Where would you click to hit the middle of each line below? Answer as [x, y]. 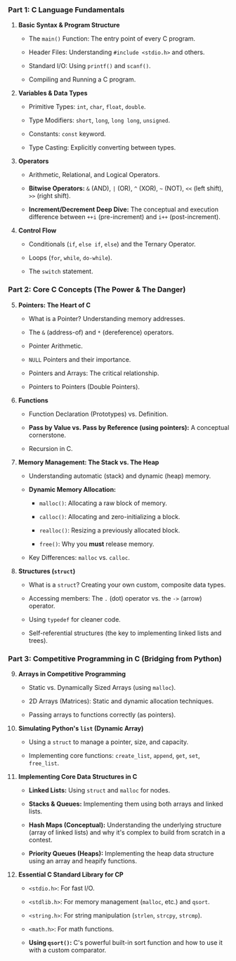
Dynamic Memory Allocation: [72, 489]
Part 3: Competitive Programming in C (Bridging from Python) [115, 658]
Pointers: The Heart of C [54, 305]
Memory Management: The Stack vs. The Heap [88, 462]
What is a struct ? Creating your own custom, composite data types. [127, 584]
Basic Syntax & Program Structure [69, 25]
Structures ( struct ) [47, 571]
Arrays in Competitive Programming [72, 674]
